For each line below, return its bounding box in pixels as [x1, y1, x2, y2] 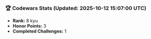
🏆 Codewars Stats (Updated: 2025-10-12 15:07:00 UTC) [5, 4, 146, 11]
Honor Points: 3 [12, 23, 46, 29]
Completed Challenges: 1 [12, 28, 67, 34]
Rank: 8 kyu [12, 18, 38, 24]
